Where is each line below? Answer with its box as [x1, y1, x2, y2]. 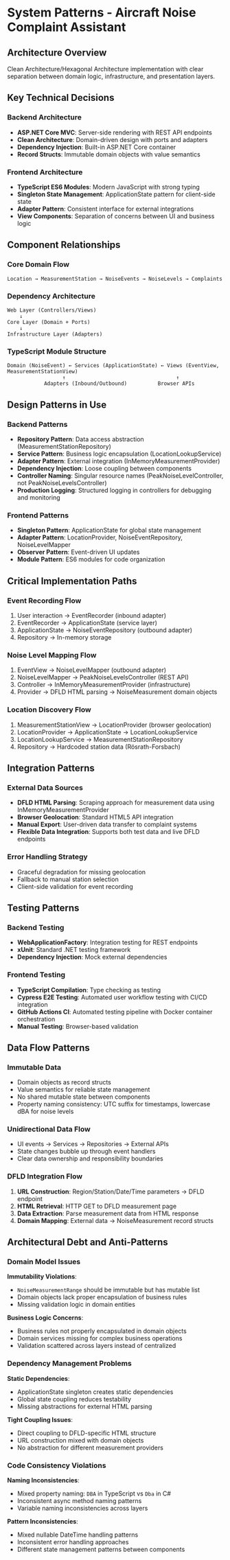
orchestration [16, 1014, 56, 1023]
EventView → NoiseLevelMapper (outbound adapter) [16, 666, 167, 674]
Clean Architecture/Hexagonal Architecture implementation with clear [7, 65, 204, 73]
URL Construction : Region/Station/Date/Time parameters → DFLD [16, 1187, 205, 1196]
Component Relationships [7, 239, 121, 251]
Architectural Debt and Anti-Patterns [7, 1237, 168, 1248]
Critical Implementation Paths [7, 575, 137, 587]
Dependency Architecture [7, 291, 96, 301]
